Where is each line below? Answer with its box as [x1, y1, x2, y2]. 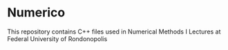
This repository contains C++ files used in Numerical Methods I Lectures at [7, 27, 221, 36]
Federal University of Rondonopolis [7, 34, 108, 42]
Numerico [7, 5, 66, 21]
